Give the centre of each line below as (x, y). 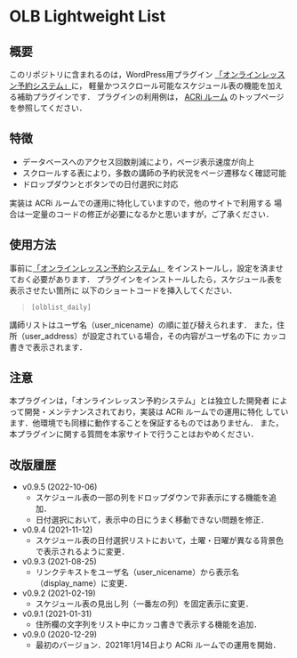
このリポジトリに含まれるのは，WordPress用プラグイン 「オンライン (136, 74)
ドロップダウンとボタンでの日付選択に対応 (100, 183)
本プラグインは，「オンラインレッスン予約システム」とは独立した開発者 (140, 401)
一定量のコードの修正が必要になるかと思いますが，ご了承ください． (149, 214)
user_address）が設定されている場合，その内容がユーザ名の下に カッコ (155, 336)
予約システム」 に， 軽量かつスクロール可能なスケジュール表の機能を (142, 85)
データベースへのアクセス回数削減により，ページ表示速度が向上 (138, 161)
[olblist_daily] (61, 307)
